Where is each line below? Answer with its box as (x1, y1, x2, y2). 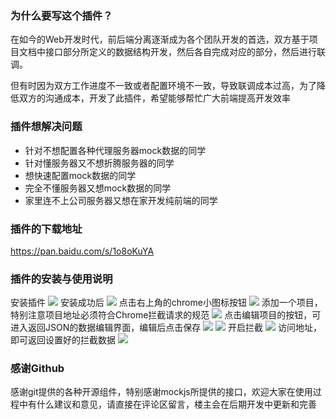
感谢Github (10, 362, 65, 376)
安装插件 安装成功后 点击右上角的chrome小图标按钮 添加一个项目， (10, 297, 323, 309)
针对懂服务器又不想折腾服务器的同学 (24, 157, 175, 169)
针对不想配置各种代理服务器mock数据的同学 (24, 144, 207, 156)
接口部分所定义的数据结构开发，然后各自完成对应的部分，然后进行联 (44, 46, 326, 58)
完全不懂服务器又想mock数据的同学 (24, 182, 172, 194)
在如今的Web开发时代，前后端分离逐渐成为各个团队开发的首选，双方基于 (10, 33, 310, 46)
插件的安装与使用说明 (10, 272, 113, 286)
